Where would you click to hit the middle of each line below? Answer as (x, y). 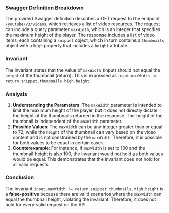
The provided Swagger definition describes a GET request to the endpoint (82, 19)
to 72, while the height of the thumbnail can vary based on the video (84, 132)
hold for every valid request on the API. (46, 205)
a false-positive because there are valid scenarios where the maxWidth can (83, 194)
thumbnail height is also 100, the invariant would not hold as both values (88, 154)
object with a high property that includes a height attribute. (67, 46)
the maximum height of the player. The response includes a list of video (80, 35)
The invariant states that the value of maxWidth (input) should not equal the (83, 70)
